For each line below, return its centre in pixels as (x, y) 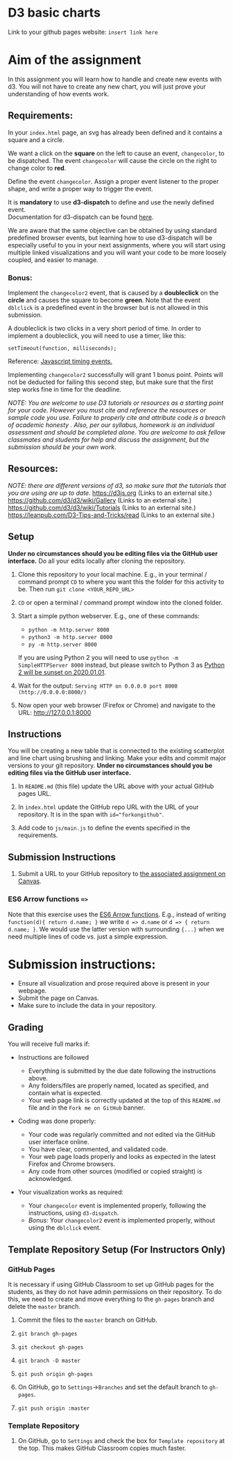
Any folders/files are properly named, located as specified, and (118, 1085)
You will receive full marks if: (49, 1044)
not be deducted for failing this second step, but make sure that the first (111, 382)
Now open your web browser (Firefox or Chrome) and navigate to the (116, 705)
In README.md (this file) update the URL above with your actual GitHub (116, 786)
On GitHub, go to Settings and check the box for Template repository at (121, 1441)
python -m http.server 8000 (69, 630)
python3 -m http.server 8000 (70, 637)
